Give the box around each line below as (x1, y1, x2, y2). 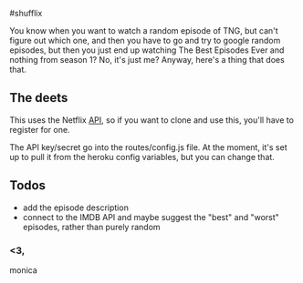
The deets (9, 90, 68, 106)
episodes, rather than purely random (22, 221, 162, 232)
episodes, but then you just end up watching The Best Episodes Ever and (9, 45, 285, 56)
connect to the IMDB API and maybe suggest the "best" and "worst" (22, 211, 280, 222)
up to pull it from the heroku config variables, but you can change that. (9, 151, 276, 162)
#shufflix (9, 8, 43, 18)
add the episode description (22, 202, 130, 213)
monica (9, 264, 38, 276)
